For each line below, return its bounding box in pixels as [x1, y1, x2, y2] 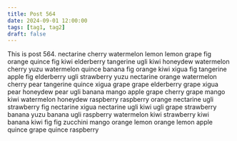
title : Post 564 [7, 10, 56, 18]
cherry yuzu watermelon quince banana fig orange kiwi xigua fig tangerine [7, 65, 227, 73]
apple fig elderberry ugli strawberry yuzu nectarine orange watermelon [7, 73, 218, 81]
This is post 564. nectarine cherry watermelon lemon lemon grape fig [7, 50, 212, 58]
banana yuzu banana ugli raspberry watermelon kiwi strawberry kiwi [7, 110, 209, 119]
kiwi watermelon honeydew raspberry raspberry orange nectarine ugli [7, 95, 214, 104]
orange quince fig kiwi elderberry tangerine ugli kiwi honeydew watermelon [7, 58, 230, 66]
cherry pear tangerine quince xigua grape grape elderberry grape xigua [7, 80, 219, 89]
